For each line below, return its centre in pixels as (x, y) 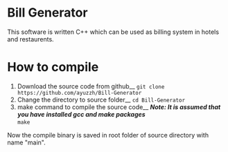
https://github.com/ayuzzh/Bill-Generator (79, 93)
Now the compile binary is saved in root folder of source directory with (108, 135)
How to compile (53, 67)
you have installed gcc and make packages (81, 114)
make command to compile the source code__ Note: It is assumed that (119, 107)
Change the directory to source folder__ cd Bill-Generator (101, 99)
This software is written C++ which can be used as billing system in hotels (113, 32)
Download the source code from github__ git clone (91, 86)
